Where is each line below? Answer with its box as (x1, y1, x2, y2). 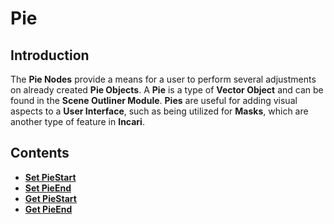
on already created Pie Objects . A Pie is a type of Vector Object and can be (10, 84, 324, 96)
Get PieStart (24, 192, 77, 204)
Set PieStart (24, 171, 77, 183)
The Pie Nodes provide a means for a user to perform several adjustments (10, 73, 317, 85)
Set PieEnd (24, 182, 72, 194)
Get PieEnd (24, 203, 73, 215)
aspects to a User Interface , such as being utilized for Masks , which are (10, 105, 309, 117)
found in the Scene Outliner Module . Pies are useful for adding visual (10, 95, 298, 106)
